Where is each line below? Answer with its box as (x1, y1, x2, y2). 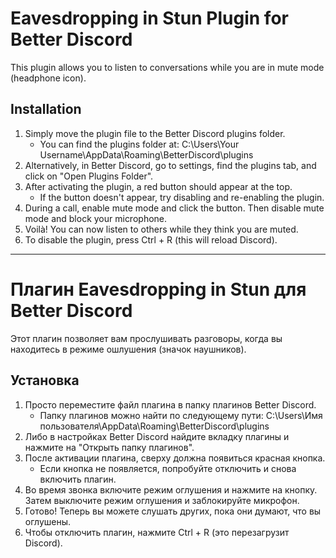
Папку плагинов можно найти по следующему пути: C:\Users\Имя (39, 409, 323, 421)
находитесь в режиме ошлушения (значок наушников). (10, 343, 247, 355)
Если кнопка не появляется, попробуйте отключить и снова (39, 462, 297, 474)
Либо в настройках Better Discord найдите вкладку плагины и (24, 430, 290, 442)
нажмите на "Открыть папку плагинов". (24, 441, 195, 453)
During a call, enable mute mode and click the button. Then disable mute (24, 202, 325, 214)
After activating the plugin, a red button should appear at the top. (24, 180, 293, 192)
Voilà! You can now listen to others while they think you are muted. (24, 223, 299, 235)
